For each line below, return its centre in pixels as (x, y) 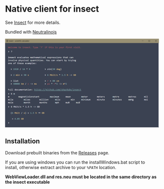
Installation (22, 141)
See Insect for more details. (33, 22)
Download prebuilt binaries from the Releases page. (57, 153)
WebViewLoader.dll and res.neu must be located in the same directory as (81, 177)
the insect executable (28, 182)
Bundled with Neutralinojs (31, 32)
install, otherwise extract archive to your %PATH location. (61, 168)
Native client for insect (52, 9)
